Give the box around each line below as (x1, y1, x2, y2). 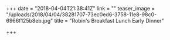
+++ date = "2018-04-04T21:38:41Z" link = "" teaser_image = (6, 5, 155, 12)
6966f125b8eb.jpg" (6, 17, 53, 24)
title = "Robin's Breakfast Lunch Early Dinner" (54, 17, 164, 24)
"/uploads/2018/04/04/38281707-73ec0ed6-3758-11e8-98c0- (6, 11, 157, 18)
